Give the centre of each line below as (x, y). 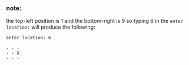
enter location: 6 (29, 38)
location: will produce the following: (51, 27)
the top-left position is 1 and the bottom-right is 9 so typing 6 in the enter (95, 21)
